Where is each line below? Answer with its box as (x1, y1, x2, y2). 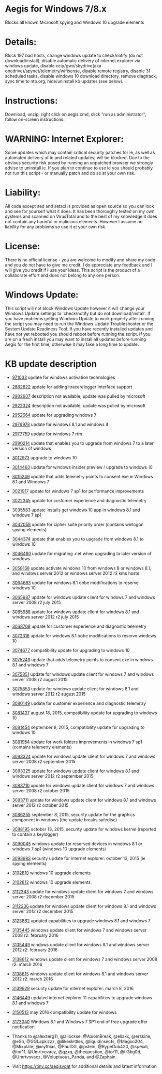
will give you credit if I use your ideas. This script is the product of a (5, 267, 140, 273)
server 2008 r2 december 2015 (12, 894, 74, 899)
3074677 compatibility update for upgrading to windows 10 (12, 647, 130, 653)
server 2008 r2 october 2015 (12, 787, 70, 794)
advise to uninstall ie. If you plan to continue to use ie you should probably (5, 165, 153, 171)
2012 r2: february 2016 (12, 947, 58, 953)
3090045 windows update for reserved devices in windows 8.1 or (12, 841, 143, 846)
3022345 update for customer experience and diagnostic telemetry (12, 497, 147, 503)
